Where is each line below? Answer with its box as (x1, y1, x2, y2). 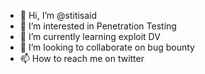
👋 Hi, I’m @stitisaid (19, 10, 98, 21)
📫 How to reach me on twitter (19, 53, 145, 64)
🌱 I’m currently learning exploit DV (19, 31, 161, 42)
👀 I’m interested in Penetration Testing (19, 20, 177, 32)
